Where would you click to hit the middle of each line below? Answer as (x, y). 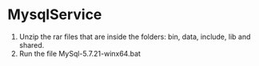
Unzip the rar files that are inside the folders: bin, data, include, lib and (135, 37)
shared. (32, 45)
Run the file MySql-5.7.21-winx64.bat (80, 53)
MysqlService (55, 15)
